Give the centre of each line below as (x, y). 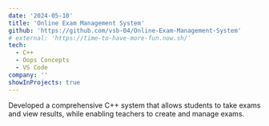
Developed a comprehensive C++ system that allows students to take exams (134, 105)
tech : (17, 45)
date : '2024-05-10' (41, 16)
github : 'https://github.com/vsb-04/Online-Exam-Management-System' (125, 30)
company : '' (28, 75)
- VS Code (32, 68)
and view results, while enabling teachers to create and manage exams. (126, 113)
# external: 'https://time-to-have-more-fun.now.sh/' (100, 38)
